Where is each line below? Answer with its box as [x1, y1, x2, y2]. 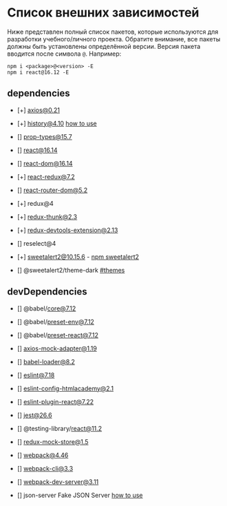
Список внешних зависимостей [7, 5, 199, 21]
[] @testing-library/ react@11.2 [17, 424, 102, 432]
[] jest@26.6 [17, 411, 53, 419]
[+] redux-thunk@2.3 [17, 212, 78, 221]
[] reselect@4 [17, 239, 56, 247]
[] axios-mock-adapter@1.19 [17, 344, 98, 352]
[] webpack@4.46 [17, 451, 69, 459]
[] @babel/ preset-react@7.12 [17, 330, 98, 339]
